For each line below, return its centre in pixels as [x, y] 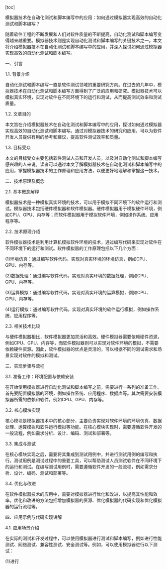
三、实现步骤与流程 [25, 366]
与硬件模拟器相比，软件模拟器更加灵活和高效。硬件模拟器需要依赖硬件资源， [83, 337]
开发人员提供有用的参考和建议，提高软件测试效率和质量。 [64, 137]
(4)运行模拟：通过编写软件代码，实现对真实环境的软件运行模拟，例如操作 [80, 309]
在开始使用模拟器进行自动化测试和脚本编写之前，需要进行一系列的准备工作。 [83, 387]
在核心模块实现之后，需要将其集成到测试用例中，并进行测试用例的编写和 [79, 454]
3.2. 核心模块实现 [23, 410]
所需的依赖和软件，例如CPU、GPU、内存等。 [60, 399]
